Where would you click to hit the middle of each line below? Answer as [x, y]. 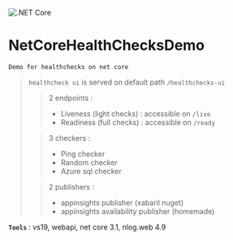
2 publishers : [71, 186]
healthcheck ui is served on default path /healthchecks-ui [127, 82]
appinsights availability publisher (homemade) [138, 211]
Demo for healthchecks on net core [69, 67]
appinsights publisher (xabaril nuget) [122, 203]
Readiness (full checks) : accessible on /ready [138, 122]
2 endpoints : [71, 98]
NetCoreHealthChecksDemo [107, 46]
